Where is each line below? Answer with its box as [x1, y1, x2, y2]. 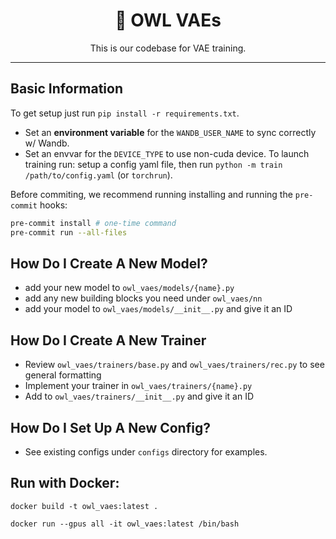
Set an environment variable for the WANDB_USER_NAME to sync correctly [24, 126, 317, 138]
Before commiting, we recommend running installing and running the [10, 188, 293, 200]
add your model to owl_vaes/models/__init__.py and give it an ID [24, 303, 293, 315]
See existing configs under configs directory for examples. [24, 445, 268, 458]
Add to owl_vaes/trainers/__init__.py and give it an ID [24, 390, 255, 403]
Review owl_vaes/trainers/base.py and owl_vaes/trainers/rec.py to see [24, 359, 325, 371]
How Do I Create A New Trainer [10, 332, 207, 349]
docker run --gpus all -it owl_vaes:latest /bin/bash [10, 519, 240, 529]
